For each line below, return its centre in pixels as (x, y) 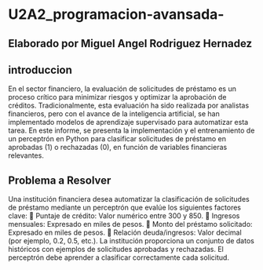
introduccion (40, 69)
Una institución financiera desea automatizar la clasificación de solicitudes (129, 199)
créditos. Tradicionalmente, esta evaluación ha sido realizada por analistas (129, 106)
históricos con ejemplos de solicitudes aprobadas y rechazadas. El (116, 250)
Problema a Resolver (60, 180)
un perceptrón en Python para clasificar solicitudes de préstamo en (117, 139)
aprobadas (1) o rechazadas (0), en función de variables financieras (118, 148)
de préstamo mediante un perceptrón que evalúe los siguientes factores (125, 208)
